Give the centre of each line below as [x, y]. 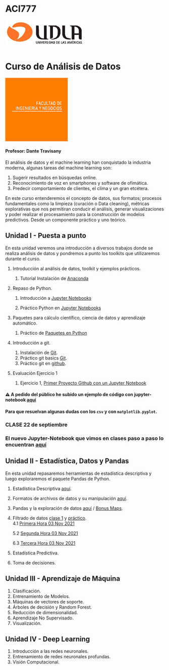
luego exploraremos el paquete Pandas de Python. [58, 479]
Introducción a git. [32, 342]
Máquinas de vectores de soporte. [48, 602]
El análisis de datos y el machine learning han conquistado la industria [78, 162]
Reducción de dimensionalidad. [45, 612]
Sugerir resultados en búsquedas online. [55, 178]
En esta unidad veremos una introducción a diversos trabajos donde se [79, 248]
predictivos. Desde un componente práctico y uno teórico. [66, 220]
